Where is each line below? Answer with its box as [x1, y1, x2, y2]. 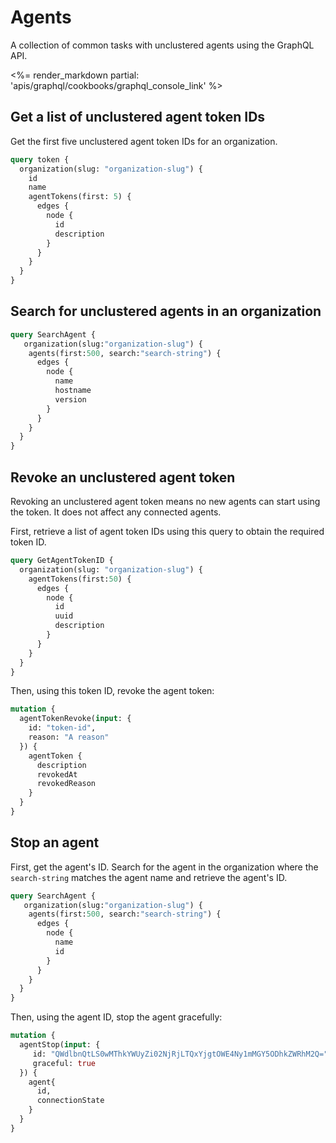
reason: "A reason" [28, 732, 110, 742]
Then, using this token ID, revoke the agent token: [10, 685, 215, 697]
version [54, 394, 87, 405]
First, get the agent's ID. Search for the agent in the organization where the [10, 861, 319, 873]
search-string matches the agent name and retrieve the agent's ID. [10, 871, 288, 883]
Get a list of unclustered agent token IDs [10, 109, 266, 126]
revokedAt [36, 769, 78, 780]
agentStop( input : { [19, 1040, 101, 1050]
